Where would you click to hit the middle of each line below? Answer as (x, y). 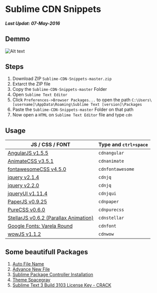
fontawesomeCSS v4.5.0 (37, 169)
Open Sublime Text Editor (40, 95)
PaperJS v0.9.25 (27, 202)
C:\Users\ (142, 100)
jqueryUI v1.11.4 (28, 194)
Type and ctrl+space (123, 145)
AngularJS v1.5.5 (28, 153)
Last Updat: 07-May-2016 (33, 23)
